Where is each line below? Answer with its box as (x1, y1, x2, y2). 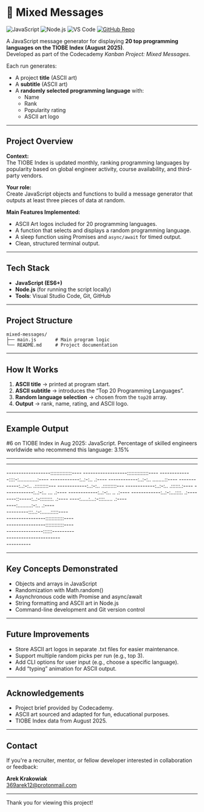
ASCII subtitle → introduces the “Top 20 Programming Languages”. (15, 387, 184, 395)
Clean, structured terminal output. (15, 239, 100, 247)
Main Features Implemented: (6, 208, 81, 216)
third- (178, 165, 192, 172)
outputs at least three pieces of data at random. (6, 196, 126, 203)
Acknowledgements (6, 688, 84, 699)
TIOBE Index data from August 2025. (15, 717, 107, 724)
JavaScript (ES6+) (15, 279, 63, 286)
